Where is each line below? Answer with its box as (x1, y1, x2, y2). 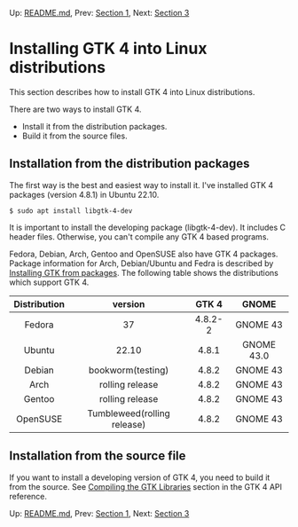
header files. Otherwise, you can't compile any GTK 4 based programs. (9, 231, 269, 242)
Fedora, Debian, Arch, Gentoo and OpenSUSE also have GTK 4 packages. (9, 248, 278, 259)
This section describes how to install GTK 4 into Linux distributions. (9, 86, 255, 97)
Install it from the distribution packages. (21, 121, 168, 131)
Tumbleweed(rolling (87, 407, 170, 420)
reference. (9, 491, 47, 501)
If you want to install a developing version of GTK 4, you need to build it (9, 472, 271, 483)
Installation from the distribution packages (9, 156, 250, 171)
